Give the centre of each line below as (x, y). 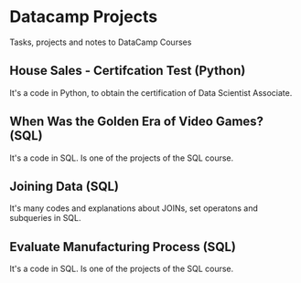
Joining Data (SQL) (64, 186)
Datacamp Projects (84, 17)
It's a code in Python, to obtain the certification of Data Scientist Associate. (151, 92)
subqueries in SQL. (45, 218)
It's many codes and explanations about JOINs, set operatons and (134, 208)
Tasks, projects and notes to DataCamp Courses (101, 42)
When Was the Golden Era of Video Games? (136, 122)
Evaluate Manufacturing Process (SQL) (123, 247)
